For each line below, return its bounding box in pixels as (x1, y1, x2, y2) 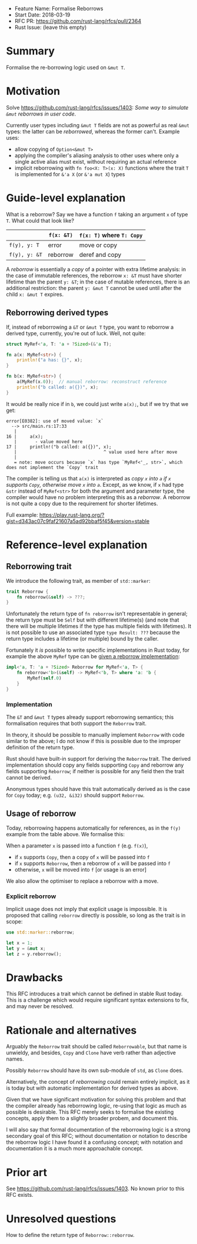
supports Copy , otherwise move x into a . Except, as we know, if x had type (6, 481, 184, 488)
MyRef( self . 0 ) (27, 675, 62, 681)
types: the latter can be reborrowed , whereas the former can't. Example (6, 128, 180, 135)
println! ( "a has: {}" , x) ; (16, 357, 83, 363)
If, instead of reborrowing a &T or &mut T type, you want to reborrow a (6, 324, 174, 331)
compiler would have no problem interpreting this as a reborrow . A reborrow (6, 493, 191, 500)
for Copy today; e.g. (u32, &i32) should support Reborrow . (6, 791, 145, 798)
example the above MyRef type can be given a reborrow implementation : (6, 653, 181, 660)
